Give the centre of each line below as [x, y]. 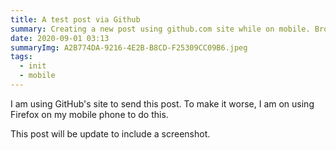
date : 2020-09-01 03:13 [60, 38]
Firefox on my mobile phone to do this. [89, 114]
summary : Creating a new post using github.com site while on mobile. [160, 29]
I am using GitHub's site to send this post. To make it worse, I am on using [162, 103]
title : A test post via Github [75, 19]
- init [33, 66]
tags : [21, 57]
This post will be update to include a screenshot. [110, 133]
